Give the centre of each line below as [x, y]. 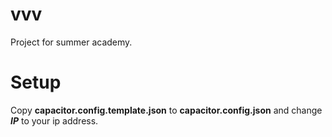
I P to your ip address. [54, 120]
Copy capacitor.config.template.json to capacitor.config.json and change [166, 110]
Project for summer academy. [71, 42]
